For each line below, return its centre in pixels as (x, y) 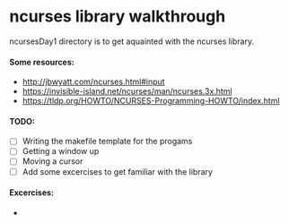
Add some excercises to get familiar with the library (118, 171)
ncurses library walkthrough (118, 17)
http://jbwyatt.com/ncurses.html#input (93, 82)
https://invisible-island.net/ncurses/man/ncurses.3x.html (127, 91)
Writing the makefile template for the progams (107, 142)
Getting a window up (61, 151)
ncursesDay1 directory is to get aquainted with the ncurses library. (131, 41)
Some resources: (42, 62)
